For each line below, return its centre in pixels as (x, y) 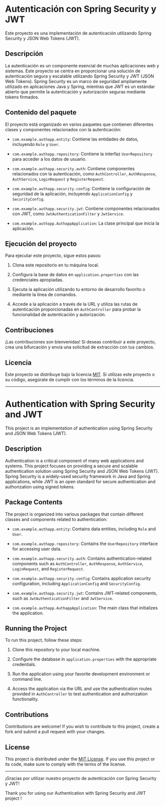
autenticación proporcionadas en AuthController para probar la (76, 309)
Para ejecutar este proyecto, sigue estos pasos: (53, 256)
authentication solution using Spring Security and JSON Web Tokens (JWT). (82, 471)
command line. (27, 679)
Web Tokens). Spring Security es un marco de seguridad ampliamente (76, 81)
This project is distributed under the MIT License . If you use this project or (80, 759)
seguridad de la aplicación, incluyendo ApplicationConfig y (72, 194)
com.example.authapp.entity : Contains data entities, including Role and (84, 529)
